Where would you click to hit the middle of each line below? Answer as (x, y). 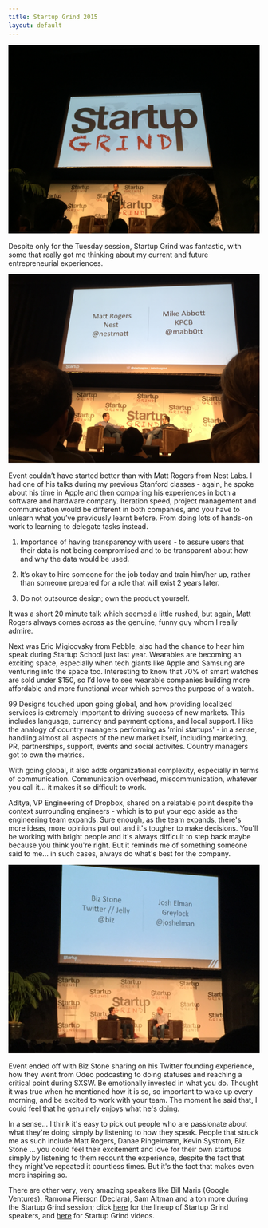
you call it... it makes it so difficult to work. (77, 787)
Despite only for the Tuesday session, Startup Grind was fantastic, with (125, 246)
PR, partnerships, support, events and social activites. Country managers (128, 746)
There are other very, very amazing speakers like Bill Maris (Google (119, 1190)
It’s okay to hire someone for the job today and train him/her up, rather (135, 574)
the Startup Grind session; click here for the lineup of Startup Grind (118, 1207)
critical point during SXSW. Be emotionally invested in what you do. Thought (133, 1083)
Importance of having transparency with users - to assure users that (132, 542)
